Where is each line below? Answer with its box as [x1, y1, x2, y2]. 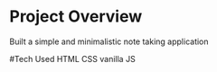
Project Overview [9, 6, 143, 27]
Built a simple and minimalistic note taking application [9, 36, 210, 47]
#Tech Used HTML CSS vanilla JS [9, 53, 136, 64]
